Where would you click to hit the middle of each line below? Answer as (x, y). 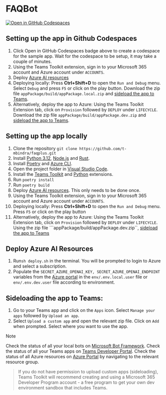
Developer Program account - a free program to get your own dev (86, 382)
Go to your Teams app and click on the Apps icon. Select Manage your (84, 310)
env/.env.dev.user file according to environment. (64, 282)
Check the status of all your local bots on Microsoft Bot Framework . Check (83, 346)
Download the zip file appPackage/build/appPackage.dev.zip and (79, 115)
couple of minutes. (32, 61)
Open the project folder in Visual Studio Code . (61, 169)
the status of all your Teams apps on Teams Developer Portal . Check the (81, 351)
